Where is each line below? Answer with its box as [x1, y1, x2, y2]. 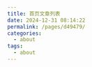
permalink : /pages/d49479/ [7, 23, 86, 30]
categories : [7, 29, 42, 37]
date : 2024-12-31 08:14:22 [7, 17, 86, 24]
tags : [7, 43, 23, 50]
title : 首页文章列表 [7, 10, 61, 17]
